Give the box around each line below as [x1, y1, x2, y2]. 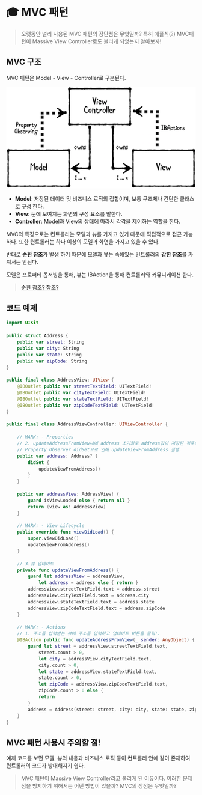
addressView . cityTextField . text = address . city [28, 592, 149, 599]
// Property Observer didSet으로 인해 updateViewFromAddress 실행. [17, 446, 182, 452]
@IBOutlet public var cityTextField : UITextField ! [17, 390, 147, 396]
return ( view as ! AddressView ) [28, 504, 106, 510]
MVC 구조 [6, 57, 42, 67]
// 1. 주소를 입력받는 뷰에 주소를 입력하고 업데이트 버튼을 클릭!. [17, 630, 161, 637]
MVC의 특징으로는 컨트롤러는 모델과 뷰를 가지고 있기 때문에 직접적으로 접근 [6, 230, 182, 237]
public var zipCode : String [17, 358, 87, 364]
